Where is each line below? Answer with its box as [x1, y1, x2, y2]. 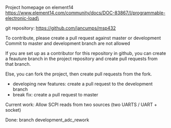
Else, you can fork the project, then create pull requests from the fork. [5, 71, 152, 77]
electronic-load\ [5, 15, 39, 21]
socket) [5, 107, 21, 113]
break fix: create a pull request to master [12, 92, 99, 97]
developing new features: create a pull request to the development [12, 81, 153, 87]
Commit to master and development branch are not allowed [5, 40, 130, 46]
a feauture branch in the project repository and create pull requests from [5, 56, 158, 62]
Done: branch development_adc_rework [5, 117, 89, 123]
